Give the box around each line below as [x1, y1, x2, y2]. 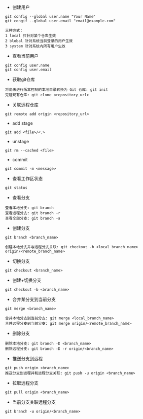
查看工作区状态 [12, 176, 43, 181]
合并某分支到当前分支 [12, 297, 56, 302]
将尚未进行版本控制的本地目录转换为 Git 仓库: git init [5, 87, 108, 92]
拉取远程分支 [12, 380, 38, 386]
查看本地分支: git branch [5, 205, 54, 210]
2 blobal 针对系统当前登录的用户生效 [5, 38, 73, 43]
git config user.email [5, 67, 52, 72]
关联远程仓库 [12, 102, 38, 108]
